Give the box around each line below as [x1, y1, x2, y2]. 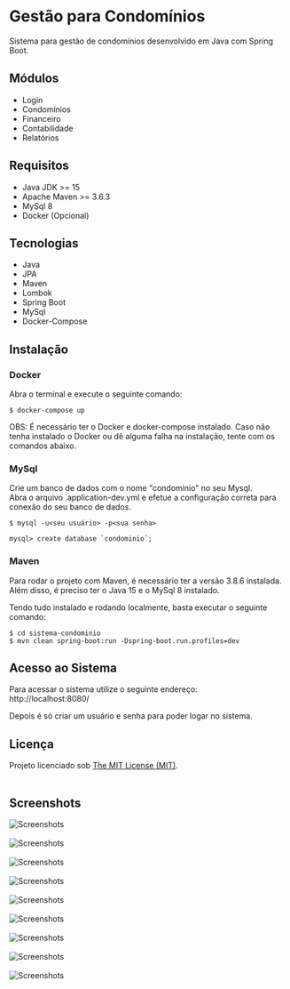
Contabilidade [21, 123, 74, 133]
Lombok [21, 287, 53, 299]
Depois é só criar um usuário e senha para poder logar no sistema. [9, 711, 253, 721]
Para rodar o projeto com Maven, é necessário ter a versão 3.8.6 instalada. [9, 575, 282, 586]
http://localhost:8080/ [9, 694, 90, 704]
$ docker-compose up [9, 406, 86, 415]
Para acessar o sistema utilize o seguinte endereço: [9, 684, 198, 695]
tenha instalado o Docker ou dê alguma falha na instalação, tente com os [9, 431, 276, 442]
